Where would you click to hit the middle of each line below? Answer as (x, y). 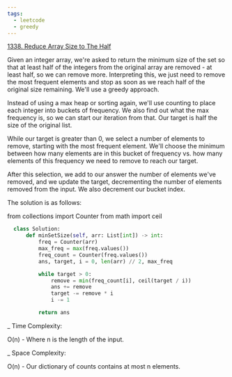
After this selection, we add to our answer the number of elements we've (111, 174)
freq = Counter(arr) (68, 242)
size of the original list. (40, 125)
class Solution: (37, 229)
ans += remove (71, 287)
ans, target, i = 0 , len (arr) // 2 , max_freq (105, 261)
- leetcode (29, 20)
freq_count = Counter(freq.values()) (93, 255)
